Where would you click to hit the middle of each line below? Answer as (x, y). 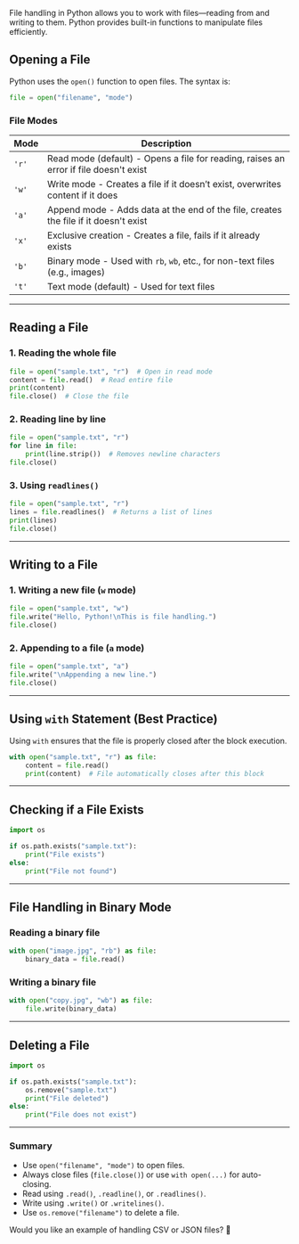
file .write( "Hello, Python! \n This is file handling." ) (113, 617)
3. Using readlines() (54, 485)
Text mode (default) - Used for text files (131, 286)
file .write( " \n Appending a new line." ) (83, 675)
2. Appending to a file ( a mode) (77, 648)
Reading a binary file (55, 932)
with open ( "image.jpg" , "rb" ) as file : (83, 951)
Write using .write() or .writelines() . (93, 1203)
